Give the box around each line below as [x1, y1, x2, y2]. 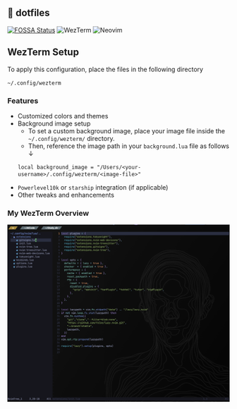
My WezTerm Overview [7, 208, 90, 218]
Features [7, 96, 39, 106]
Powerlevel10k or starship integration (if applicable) [17, 183, 169, 191]
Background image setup [17, 119, 91, 128]
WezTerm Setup [7, 47, 80, 59]
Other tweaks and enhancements [17, 190, 115, 199]
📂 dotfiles [7, 7, 51, 19]
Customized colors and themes [17, 111, 109, 120]
